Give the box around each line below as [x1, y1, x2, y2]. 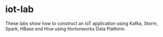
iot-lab [5, 4, 34, 15]
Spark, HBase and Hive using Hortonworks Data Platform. [5, 25, 126, 31]
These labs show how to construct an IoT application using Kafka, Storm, [5, 20, 158, 26]
